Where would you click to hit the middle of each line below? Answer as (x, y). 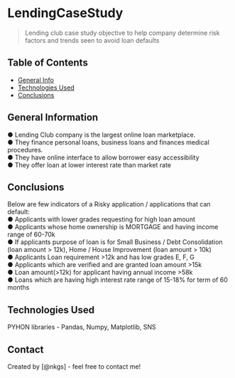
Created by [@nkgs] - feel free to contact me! (74, 367)
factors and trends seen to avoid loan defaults (92, 40)
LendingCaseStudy (65, 13)
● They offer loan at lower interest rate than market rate (89, 164)
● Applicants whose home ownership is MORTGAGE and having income (113, 227)
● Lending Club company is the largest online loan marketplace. (102, 135)
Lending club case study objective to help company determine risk (122, 33)
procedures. (25, 149)
